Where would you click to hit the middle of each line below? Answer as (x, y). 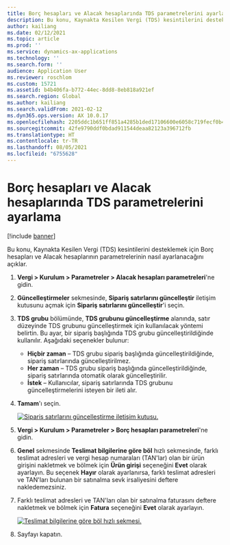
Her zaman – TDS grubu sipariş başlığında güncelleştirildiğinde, (117, 368)
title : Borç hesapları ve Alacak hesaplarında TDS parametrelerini (105, 13)
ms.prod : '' (24, 45)
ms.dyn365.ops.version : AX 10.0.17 (58, 115)
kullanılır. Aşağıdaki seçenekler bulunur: (73, 340)
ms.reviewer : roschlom (39, 77)
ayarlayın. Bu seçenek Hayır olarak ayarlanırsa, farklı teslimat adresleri (116, 472)
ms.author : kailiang (37, 103)
